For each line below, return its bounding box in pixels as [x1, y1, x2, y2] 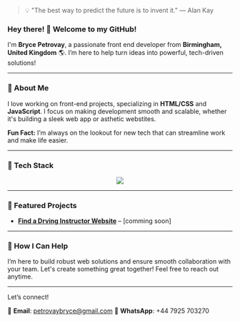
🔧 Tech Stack [7, 160, 54, 170]
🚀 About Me [7, 83, 49, 93]
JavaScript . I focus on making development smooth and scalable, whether [7, 107, 227, 115]
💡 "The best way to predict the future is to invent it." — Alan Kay [24, 6, 214, 14]
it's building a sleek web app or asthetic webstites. [7, 114, 156, 123]
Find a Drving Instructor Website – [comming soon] [17, 217, 171, 225]
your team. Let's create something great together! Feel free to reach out [7, 265, 219, 274]
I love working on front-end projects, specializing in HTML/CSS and [7, 99, 207, 108]
